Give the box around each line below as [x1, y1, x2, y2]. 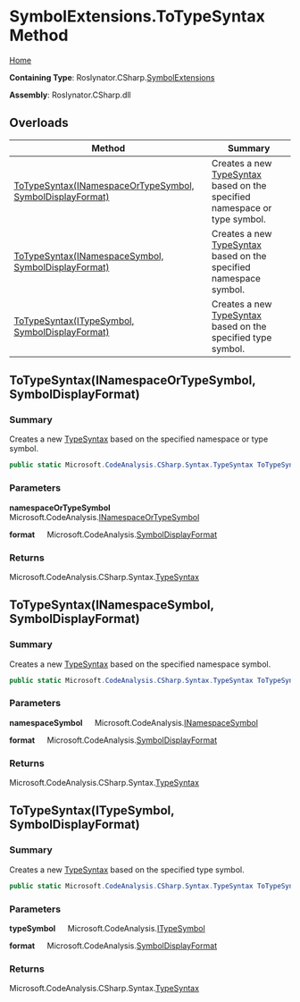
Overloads [9, 115, 69, 131]
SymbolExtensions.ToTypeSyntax [9, 6, 265, 27]
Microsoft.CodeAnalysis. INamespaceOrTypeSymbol [9, 511, 200, 522]
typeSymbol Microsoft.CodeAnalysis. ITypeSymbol [9, 922, 205, 933]
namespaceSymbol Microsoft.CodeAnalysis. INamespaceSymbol [9, 717, 259, 728]
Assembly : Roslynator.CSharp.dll [9, 89, 131, 100]
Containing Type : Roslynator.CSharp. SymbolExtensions [9, 72, 215, 82]
